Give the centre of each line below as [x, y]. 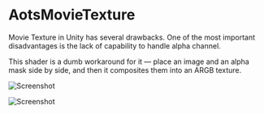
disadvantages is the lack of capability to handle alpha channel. [115, 45]
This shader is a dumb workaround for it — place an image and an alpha [129, 61]
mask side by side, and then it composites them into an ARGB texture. [125, 70]
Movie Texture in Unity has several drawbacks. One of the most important [132, 37]
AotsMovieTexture [72, 15]
